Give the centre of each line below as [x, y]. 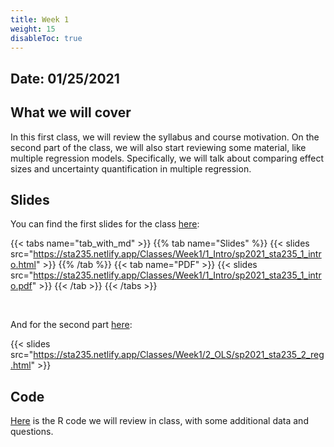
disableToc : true [46, 38]
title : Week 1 [40, 19]
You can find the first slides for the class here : [105, 224]
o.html [23, 265]
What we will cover [71, 112]
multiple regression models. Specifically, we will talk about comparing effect [167, 158]
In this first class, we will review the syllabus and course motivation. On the [165, 137]
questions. [32, 432]
